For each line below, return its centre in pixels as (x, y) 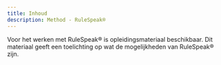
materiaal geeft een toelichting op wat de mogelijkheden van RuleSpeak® (110, 47)
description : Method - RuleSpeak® (57, 20)
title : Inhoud (27, 13)
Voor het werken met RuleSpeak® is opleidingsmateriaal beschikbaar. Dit (110, 39)
